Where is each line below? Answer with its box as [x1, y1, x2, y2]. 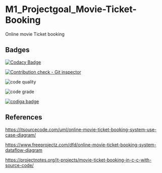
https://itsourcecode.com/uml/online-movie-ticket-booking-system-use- [5, 126, 157, 133]
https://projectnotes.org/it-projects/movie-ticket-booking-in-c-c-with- [5, 157, 152, 163]
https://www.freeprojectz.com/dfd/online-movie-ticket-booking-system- [5, 142, 156, 148]
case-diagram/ [5, 132, 36, 138]
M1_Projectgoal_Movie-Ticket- [5, 4, 137, 15]
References [5, 113, 42, 122]
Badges [5, 46, 30, 54]
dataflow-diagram [5, 147, 43, 153]
